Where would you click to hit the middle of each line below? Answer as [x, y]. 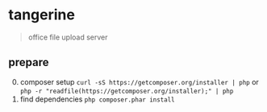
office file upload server [68, 37]
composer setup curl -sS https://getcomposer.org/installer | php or [140, 81]
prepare [29, 62]
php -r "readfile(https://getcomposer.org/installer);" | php [127, 91]
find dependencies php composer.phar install [97, 99]
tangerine [42, 15]
